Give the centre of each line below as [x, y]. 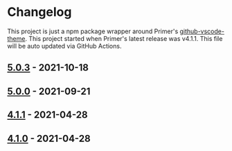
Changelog [39, 12]
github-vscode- [202, 31]
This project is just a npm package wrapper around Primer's [93, 31]
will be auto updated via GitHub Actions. [64, 46]
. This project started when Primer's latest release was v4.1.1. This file [124, 38]
